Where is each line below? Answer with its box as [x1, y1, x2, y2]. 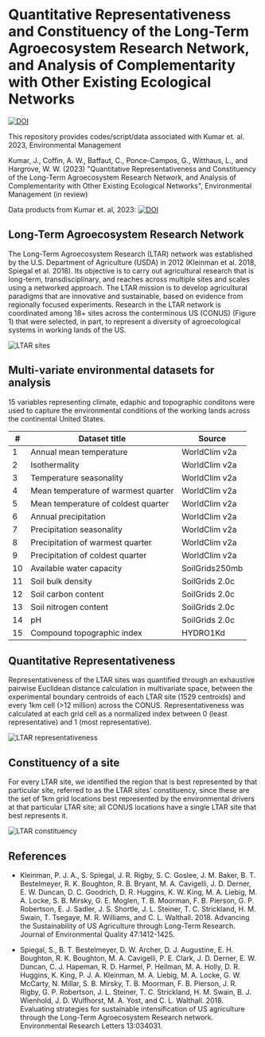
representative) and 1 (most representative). [8, 717, 152, 727]
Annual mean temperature [30, 446, 128, 457]
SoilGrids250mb [181, 562, 244, 573]
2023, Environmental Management [8, 140, 122, 150]
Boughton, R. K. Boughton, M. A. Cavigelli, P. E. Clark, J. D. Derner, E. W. [19, 953, 256, 963]
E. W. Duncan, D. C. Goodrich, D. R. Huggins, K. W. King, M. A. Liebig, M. [19, 887, 257, 896]
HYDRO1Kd [181, 627, 225, 638]
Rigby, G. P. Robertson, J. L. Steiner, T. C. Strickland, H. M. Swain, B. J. [19, 988, 252, 996]
